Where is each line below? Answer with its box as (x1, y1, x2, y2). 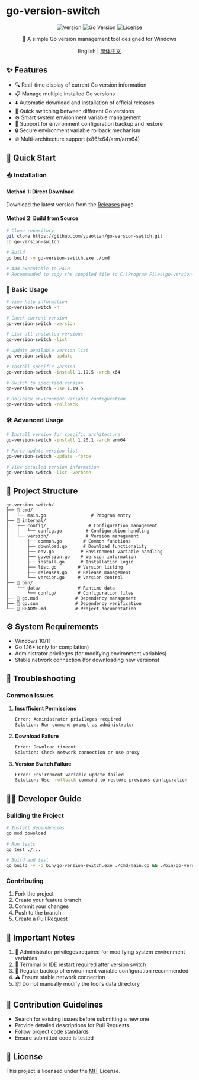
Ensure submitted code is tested (14, 1034, 94, 1041)
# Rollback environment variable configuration (6, 396, 126, 402)
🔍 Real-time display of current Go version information (14, 81, 147, 88)
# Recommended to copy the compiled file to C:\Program (6, 271, 147, 277)
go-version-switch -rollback (6, 402, 78, 407)
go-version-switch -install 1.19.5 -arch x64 (6, 369, 120, 375)
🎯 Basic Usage (6, 285, 49, 294)
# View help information (6, 298, 68, 305)
